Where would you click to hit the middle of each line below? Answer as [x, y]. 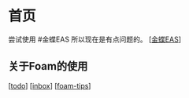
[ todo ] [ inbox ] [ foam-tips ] [50, 85]
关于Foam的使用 [48, 66]
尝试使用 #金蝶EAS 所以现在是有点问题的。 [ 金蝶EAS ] [95, 39]
